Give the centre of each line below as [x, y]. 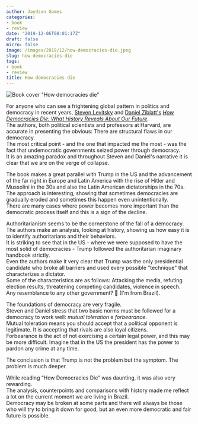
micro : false [22, 45]
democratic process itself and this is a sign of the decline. [76, 212]
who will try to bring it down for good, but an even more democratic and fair [99, 409]
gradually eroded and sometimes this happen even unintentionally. [87, 200]
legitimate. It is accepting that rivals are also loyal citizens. [77, 330]
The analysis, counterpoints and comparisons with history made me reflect [98, 390]
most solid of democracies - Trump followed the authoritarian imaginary [94, 249]
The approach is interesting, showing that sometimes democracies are [92, 193]
